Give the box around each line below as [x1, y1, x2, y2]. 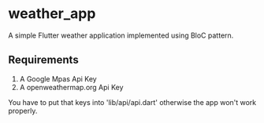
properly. [8, 106, 38, 115]
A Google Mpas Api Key [19, 74, 97, 83]
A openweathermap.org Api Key [19, 82, 124, 92]
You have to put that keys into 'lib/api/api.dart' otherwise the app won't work [8, 97, 257, 107]
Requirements [8, 53, 79, 67]
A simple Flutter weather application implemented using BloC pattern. [8, 31, 234, 40]
